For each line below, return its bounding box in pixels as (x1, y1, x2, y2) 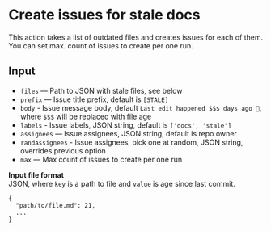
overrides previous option (19, 145, 107, 155)
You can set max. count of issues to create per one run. (8, 40, 194, 50)
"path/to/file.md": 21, (15, 201, 95, 209)
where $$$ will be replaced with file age (19, 111, 152, 121)
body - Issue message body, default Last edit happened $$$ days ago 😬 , (19, 103, 262, 112)
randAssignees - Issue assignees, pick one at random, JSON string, (19, 137, 243, 147)
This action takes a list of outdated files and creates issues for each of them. (8, 32, 264, 42)
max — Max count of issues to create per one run (19, 154, 183, 164)
